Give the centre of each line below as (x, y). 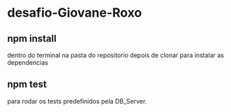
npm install (32, 39)
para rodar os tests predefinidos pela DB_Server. (77, 101)
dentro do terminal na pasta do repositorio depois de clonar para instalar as (116, 55)
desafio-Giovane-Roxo (75, 13)
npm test (27, 85)
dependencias (28, 63)
